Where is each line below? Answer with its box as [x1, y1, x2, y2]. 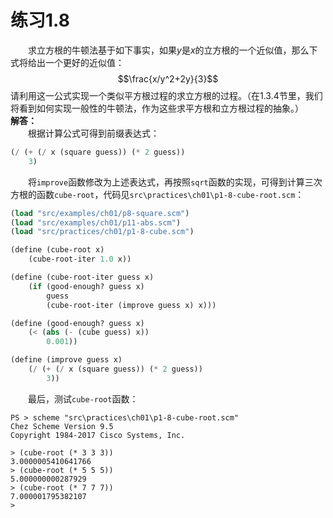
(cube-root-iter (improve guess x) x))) [46, 300, 217, 310]
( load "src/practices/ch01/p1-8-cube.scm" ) [10, 227, 195, 237]
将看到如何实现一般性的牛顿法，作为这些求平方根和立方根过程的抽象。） [10, 102, 304, 114]
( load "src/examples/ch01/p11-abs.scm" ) [10, 217, 182, 228]
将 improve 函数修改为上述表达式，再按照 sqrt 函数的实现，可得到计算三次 [28, 176, 323, 188]
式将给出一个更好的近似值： [10, 56, 125, 68]
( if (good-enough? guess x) [28, 281, 145, 291]
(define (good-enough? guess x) [10, 318, 145, 328]
